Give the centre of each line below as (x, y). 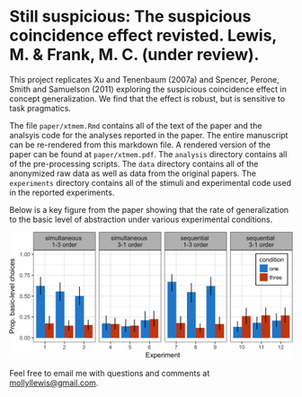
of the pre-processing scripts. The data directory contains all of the (134, 163)
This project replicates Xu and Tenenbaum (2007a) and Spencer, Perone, (145, 79)
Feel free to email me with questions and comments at (110, 373)
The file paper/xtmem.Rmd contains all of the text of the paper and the (136, 125)
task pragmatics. (40, 108)
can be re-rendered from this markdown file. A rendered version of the (140, 145)
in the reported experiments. (62, 192)
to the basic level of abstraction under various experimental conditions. (141, 219)
